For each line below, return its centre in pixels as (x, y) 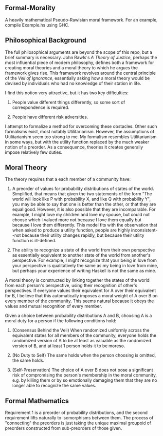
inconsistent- (144, 230)
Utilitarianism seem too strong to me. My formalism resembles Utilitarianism (81, 137)
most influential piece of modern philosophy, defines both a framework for (80, 62)
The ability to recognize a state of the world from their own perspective (83, 250)
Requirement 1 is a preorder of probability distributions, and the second (76, 413)
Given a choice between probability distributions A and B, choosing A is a (79, 316)
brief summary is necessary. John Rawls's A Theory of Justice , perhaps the (81, 57)
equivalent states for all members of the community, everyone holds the (84, 335)
